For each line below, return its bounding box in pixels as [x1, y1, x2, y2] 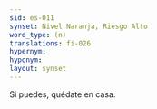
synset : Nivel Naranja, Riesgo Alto [9, 22, 148, 31]
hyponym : [9, 55, 43, 64]
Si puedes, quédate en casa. [9, 88, 116, 100]
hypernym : [9, 47, 47, 56]
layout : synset [9, 64, 67, 74]
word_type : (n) [9, 30, 67, 39]
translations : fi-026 [9, 38, 92, 48]
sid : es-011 [9, 13, 54, 23]
